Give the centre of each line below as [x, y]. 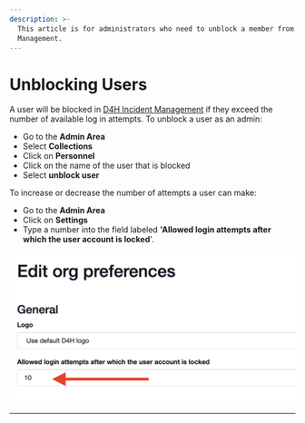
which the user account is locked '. [88, 240]
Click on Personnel [59, 156]
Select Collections [58, 146]
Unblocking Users [79, 84]
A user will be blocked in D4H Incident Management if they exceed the [142, 110]
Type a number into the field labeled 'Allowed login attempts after [147, 230]
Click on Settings [55, 220]
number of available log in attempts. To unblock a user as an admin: [136, 119]
